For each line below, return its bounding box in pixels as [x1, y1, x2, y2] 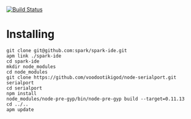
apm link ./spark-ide [6, 53, 62, 59]
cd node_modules [6, 69, 48, 75]
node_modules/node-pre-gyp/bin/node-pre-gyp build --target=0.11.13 [6, 96, 185, 102]
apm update [6, 106, 34, 113]
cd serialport [6, 85, 43, 91]
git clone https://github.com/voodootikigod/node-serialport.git [6, 74, 176, 80]
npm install [6, 90, 37, 96]
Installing [6, 28, 55, 41]
